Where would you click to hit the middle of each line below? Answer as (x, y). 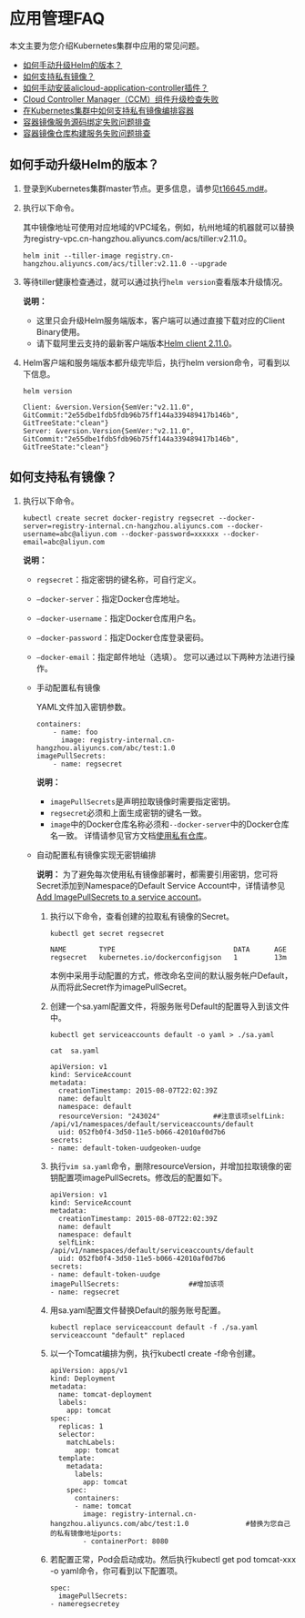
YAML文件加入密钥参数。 (83, 707)
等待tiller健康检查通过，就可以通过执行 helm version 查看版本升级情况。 (155, 281)
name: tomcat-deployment (105, 1394)
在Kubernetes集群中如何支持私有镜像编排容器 (108, 110)
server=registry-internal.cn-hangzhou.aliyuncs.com (122, 526)
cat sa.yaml (75, 1051)
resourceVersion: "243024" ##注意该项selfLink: (172, 1116)
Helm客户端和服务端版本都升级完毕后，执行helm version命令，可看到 (152, 362)
